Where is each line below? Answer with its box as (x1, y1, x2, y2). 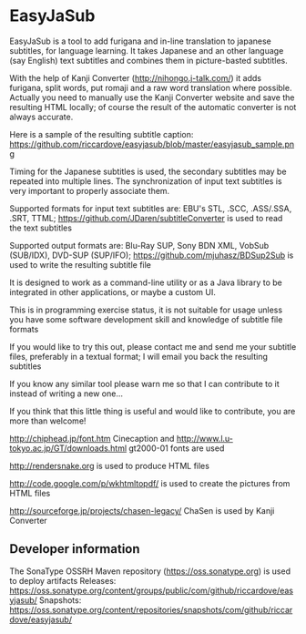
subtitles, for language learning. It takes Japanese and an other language (9, 45, 284, 56)
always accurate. (9, 111, 74, 122)
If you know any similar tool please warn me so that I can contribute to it (9, 378, 280, 389)
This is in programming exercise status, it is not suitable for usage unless (9, 304, 283, 315)
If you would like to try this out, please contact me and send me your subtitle (9, 341, 297, 352)
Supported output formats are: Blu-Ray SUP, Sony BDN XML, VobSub (9, 240, 270, 251)
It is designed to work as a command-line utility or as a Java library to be (9, 277, 282, 288)
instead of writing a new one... (9, 388, 124, 399)
